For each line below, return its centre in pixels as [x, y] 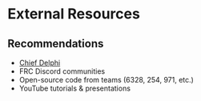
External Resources [74, 14]
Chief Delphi [40, 63]
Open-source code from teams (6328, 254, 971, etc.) [106, 80]
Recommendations [56, 44]
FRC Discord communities [62, 71]
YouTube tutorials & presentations [75, 88]
